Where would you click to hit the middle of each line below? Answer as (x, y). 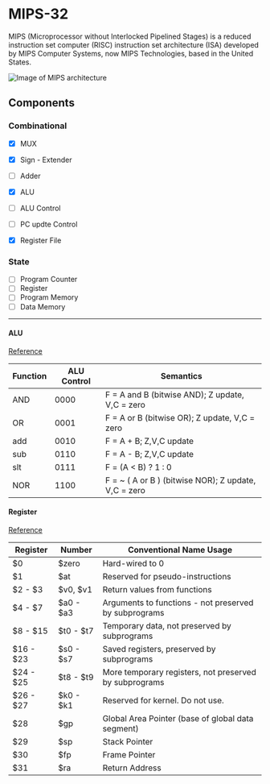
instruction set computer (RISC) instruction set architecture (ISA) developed (134, 44)
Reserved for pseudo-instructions (167, 577)
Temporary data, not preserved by (167, 626)
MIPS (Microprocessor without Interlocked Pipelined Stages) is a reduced (130, 36)
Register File (41, 240)
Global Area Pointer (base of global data (178, 719)
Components (41, 103)
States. (20, 62)
